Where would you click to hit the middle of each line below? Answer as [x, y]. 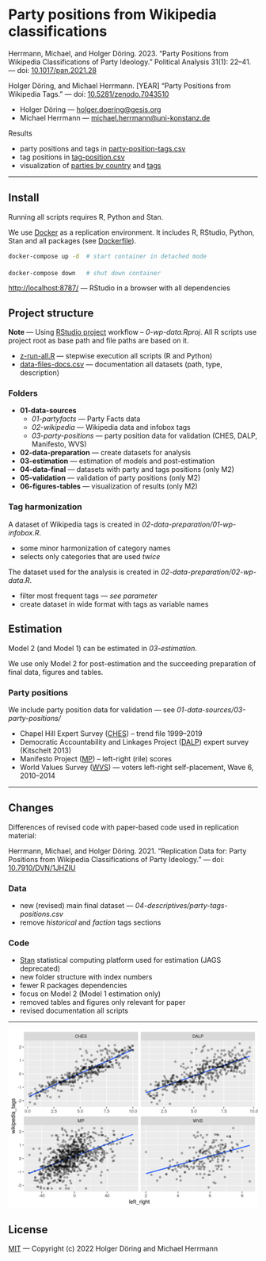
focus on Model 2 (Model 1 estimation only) [90, 994]
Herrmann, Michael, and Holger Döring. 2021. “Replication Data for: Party [127, 851]
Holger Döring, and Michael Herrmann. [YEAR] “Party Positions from [120, 86]
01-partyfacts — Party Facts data [86, 419]
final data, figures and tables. [56, 672]
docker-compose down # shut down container [84, 273]
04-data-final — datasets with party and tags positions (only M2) [127, 470]
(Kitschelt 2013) [46, 750]
